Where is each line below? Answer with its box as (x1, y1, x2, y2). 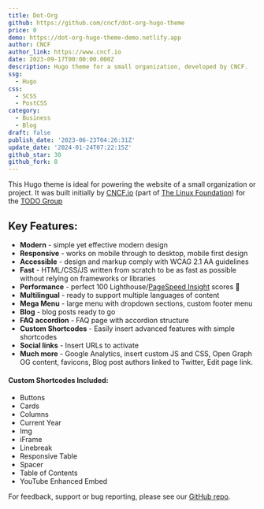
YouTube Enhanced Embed (19, 477, 108, 486)
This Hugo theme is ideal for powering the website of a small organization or (8, 180, 256, 189)
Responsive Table (19, 451, 77, 461)
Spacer (19, 460, 43, 470)
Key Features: (8, 219, 78, 232)
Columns (19, 410, 50, 419)
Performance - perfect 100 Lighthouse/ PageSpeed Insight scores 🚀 (19, 281, 240, 292)
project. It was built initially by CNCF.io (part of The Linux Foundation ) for (8, 188, 246, 198)
